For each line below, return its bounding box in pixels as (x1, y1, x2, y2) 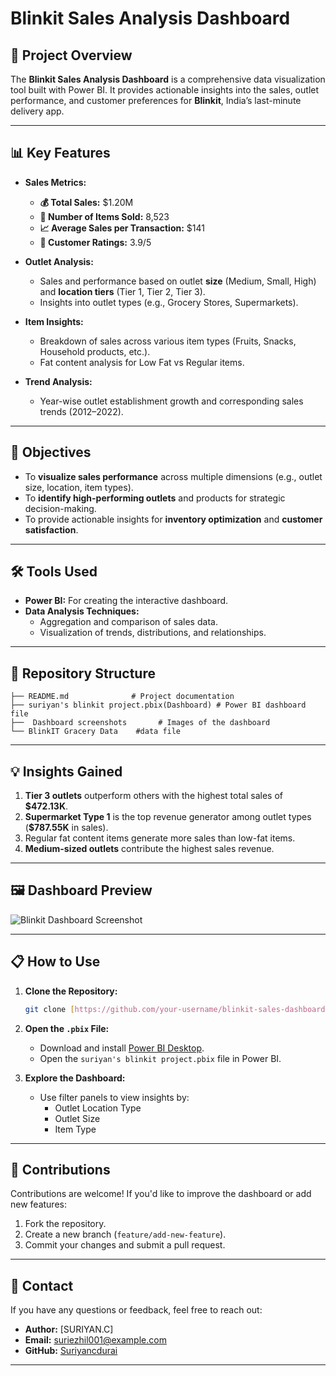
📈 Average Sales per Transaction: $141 (39, 222, 205, 234)
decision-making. (24, 502, 97, 514)
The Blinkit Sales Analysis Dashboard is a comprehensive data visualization (10, 73, 326, 85)
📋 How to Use (10, 953, 101, 971)
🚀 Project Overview (10, 47, 133, 64)
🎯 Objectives (10, 444, 92, 461)
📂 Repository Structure (10, 665, 156, 682)
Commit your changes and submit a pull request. (24, 1239, 226, 1251)
